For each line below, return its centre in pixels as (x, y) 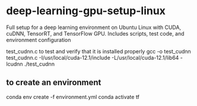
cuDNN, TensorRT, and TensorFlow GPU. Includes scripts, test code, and (96, 33)
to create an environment (54, 83)
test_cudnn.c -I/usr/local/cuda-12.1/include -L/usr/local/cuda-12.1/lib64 (93, 57)
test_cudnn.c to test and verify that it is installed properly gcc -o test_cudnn (99, 51)
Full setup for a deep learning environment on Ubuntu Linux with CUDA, (94, 27)
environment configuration (39, 40)
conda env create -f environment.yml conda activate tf (73, 97)
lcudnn (15, 64)
